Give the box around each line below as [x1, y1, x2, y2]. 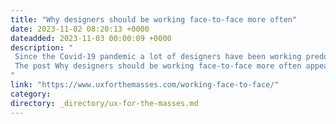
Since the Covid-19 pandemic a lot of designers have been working [14, 52, 302, 62]
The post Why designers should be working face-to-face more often [14, 61, 302, 71]
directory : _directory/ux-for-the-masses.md [10, 98, 199, 108]
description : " [10, 42, 74, 53]
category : [10, 89, 52, 99]
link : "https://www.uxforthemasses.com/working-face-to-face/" [10, 80, 280, 90]
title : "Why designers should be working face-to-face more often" [10, 14, 298, 25]
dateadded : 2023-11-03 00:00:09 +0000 [10, 33, 172, 43]
